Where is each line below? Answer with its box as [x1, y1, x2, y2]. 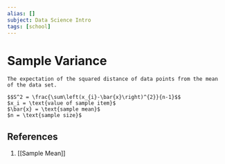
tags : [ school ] [7, 23, 51, 30]
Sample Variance [7, 53, 107, 69]
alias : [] [7, 10, 36, 17]
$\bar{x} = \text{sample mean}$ [7, 106, 100, 113]
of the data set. [7, 82, 57, 89]
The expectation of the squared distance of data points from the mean [7, 75, 218, 83]
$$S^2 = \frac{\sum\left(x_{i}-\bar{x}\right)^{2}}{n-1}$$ [7, 94, 181, 101]
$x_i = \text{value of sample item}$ [7, 100, 116, 107]
